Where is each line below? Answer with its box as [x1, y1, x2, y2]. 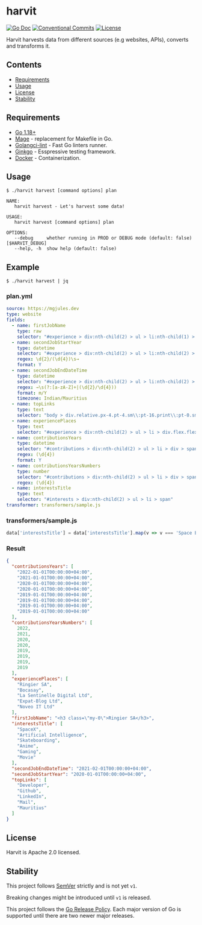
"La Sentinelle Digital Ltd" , [17, 693, 93, 699]
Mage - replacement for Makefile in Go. [14, 135, 113, 142]
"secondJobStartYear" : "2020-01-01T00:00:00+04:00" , [11, 771, 147, 777]
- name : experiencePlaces [11, 418, 77, 424]
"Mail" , [17, 799, 36, 806]
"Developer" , [17, 783, 50, 789]
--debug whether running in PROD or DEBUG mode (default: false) [14, 235, 192, 241]
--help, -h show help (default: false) [14, 246, 117, 252]
